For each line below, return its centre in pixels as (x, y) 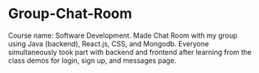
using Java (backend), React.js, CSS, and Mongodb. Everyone (109, 43)
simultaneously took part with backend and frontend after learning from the (130, 52)
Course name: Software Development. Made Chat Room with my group (123, 35)
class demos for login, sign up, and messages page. (92, 60)
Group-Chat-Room (70, 14)
